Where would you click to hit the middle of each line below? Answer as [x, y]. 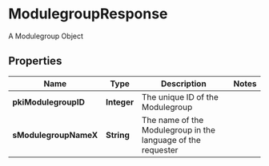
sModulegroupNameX [55, 135]
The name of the [173, 120]
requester [160, 150]
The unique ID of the [180, 97]
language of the [171, 140]
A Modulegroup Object [46, 36]
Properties [35, 61]
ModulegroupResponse [88, 14]
